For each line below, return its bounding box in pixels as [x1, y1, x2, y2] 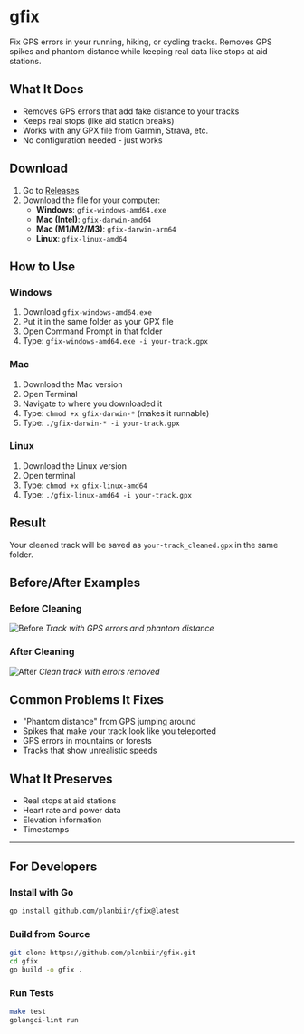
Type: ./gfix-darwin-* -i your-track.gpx [22, 417, 180, 428]
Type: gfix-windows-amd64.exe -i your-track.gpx [22, 336, 208, 346]
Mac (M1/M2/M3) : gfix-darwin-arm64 [35, 223, 176, 234]
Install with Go [9, 886, 74, 898]
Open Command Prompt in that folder [22, 326, 163, 337]
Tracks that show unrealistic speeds [22, 745, 157, 756]
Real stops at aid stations [22, 795, 117, 806]
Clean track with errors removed [39, 666, 160, 677]
